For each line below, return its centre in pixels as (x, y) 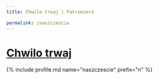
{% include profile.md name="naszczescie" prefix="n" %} (79, 70)
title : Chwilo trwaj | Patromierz (50, 12)
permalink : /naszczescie (38, 23)
